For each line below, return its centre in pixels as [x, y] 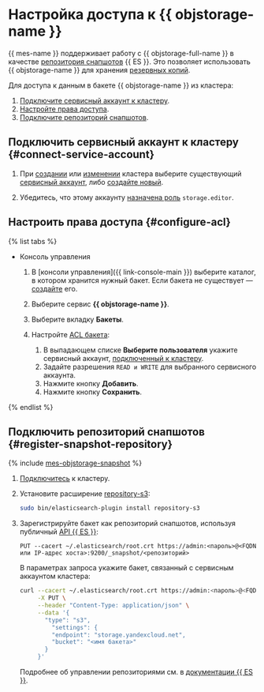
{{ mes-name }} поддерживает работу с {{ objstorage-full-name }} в [121, 53]
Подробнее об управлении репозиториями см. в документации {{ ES [136, 672]
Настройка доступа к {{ [90, 15]
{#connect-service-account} [82, 154]
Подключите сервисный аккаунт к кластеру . [95, 100]
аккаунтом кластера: [55, 576]
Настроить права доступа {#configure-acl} [119, 222]
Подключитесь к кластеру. [65, 479]
